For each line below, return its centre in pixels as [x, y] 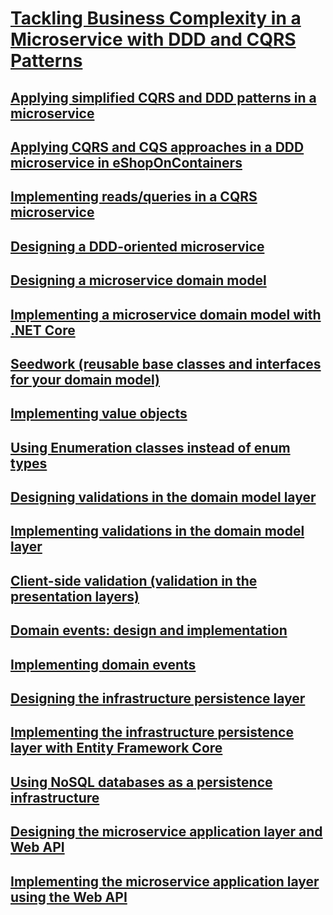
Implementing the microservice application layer [165, 881]
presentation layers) [75, 596]
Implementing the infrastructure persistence [152, 732]
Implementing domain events [103, 664]
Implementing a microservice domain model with [166, 314]
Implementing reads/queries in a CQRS [134, 197]
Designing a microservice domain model [138, 280]
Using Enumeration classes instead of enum [150, 447]
